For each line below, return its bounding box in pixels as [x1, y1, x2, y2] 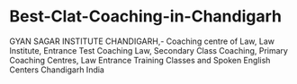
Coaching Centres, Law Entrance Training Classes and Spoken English [9, 55, 271, 65]
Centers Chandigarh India [9, 64, 105, 75]
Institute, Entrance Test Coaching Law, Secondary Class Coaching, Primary [9, 45, 288, 55]
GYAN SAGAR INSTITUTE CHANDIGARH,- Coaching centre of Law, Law [9, 36, 274, 46]
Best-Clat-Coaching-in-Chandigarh [9, 6, 282, 27]
